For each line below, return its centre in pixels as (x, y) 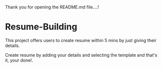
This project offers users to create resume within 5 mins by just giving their (81, 40)
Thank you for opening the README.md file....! (52, 7)
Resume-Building (41, 27)
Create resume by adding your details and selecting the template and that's (81, 55)
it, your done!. (19, 60)
